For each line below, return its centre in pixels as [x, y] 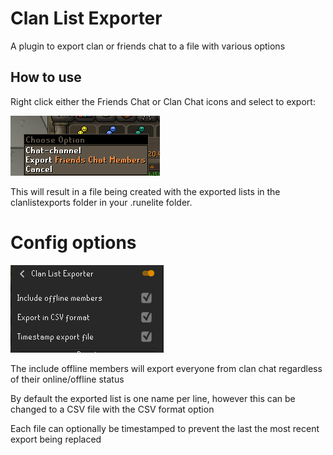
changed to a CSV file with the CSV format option [112, 409]
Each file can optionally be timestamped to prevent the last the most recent [165, 428]
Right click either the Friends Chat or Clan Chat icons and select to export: [163, 101]
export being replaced [56, 439]
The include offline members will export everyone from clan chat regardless [166, 368]
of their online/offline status [67, 379]
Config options [73, 242]
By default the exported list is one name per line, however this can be [153, 398]
